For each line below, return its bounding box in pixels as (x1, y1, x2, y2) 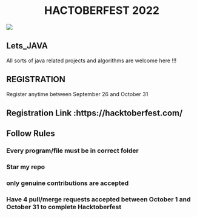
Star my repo (6, 163, 45, 171)
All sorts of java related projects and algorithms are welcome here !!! (6, 57, 177, 64)
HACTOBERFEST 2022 (44, 4, 159, 18)
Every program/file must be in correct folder (6, 146, 139, 155)
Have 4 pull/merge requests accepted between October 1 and (6, 195, 191, 204)
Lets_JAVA (6, 40, 48, 51)
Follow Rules (6, 128, 56, 139)
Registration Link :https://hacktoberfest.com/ (6, 108, 183, 118)
